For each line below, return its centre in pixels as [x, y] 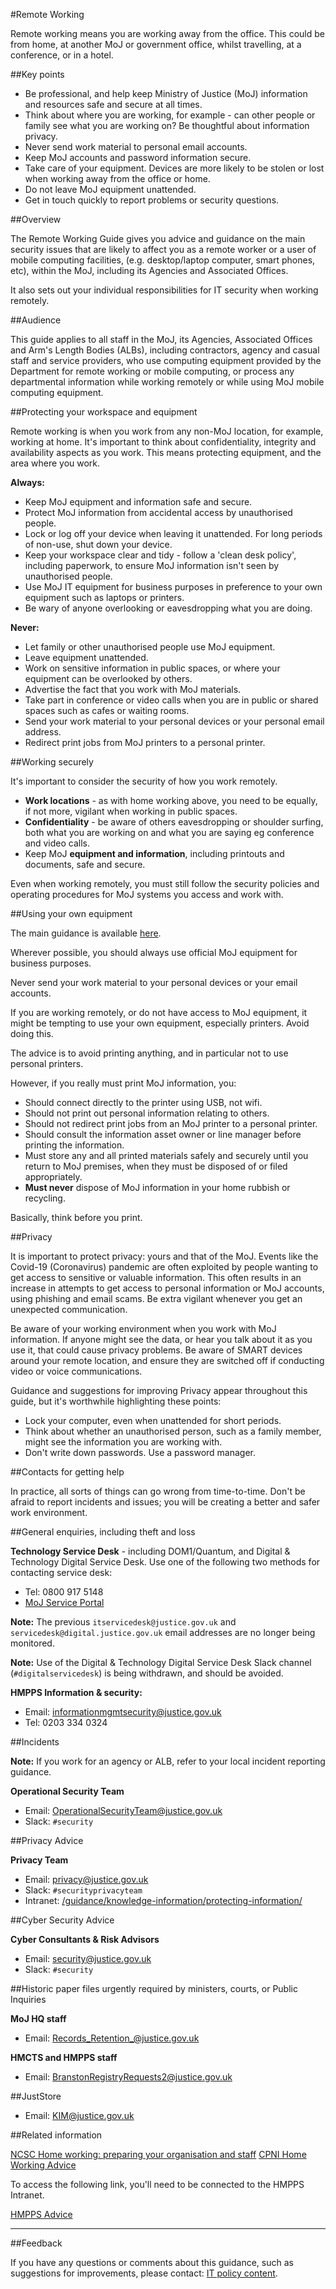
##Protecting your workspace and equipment [104, 412]
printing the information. [74, 1145]
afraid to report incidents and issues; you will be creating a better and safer [165, 1502]
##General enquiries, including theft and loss [103, 1532]
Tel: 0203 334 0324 [66, 1722]
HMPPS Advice [41, 2214]
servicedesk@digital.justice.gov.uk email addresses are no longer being [163, 1632]
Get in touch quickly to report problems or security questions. [152, 200]
